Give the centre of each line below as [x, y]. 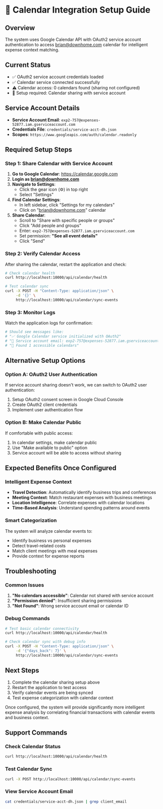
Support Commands [36, 733]
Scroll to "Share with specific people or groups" [67, 220]
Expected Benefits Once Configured [61, 468]
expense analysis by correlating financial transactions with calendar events [80, 712]
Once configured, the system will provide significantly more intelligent [75, 707]
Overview [20, 28]
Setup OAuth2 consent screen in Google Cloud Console [68, 400]
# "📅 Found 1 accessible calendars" [42, 345]
